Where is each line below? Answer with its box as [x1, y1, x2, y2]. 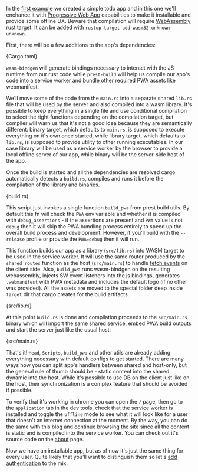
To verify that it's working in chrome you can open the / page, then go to [6, 398, 183, 405]
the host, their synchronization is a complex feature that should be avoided [6, 381, 188, 387]
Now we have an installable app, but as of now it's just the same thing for [6, 447, 184, 454]
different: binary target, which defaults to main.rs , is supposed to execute [6, 126, 185, 133]
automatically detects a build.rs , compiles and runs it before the [6, 175, 164, 182]
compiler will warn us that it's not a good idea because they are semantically [6, 120, 192, 126]
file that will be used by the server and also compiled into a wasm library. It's [6, 101, 192, 108]
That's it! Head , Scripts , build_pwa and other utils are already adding [6, 349, 171, 356]
